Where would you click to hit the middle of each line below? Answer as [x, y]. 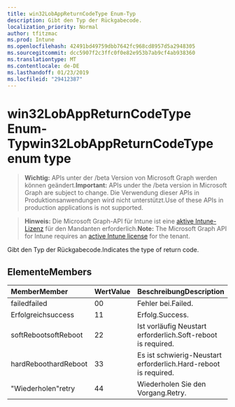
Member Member [40, 292]
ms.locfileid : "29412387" [45, 79]
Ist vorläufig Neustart [172, 326]
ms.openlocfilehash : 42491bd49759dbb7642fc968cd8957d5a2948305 [101, 46]
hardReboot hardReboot [49, 364]
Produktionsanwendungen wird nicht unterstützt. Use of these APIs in [124, 200]
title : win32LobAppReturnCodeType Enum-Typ [72, 14]
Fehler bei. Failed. [165, 304]
